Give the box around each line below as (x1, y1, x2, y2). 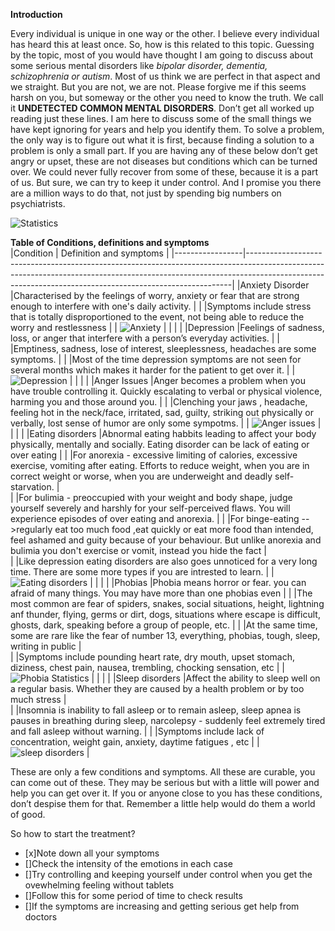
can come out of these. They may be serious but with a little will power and (10, 777, 320, 788)
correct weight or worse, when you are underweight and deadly (10, 470, 273, 482)
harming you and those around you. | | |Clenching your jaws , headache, (10, 396, 308, 408)
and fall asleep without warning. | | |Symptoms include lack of (10, 725, 265, 737)
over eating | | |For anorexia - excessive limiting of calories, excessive (10, 449, 298, 461)
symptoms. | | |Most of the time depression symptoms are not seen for (10, 354, 302, 365)
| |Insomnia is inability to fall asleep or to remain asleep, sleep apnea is (10, 704, 302, 716)
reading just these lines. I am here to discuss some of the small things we (10, 113, 312, 124)
